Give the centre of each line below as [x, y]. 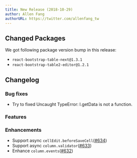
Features [16, 117]
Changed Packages [35, 38]
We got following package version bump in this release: [61, 50]
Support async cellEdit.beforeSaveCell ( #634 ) [59, 140]
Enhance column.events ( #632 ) [43, 151]
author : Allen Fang [25, 14]
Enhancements [23, 130]
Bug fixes [17, 94]
